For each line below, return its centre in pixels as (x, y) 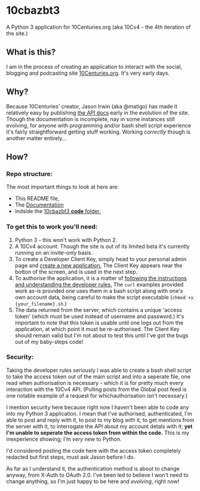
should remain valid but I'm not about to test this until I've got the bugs (101, 335)
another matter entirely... (36, 138)
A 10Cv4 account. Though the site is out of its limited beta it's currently (102, 246)
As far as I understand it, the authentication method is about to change (93, 468)
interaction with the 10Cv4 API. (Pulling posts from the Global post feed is (96, 389)
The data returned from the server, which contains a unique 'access (98, 310)
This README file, (37, 199)
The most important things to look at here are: (63, 187)
